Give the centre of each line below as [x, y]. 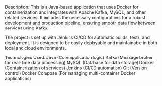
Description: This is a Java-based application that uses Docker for [72, 7]
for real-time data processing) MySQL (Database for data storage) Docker [80, 63]
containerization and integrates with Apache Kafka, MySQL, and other [76, 12]
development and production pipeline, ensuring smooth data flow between [80, 23]
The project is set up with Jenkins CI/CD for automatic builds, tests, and [78, 37]
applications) [18, 78]
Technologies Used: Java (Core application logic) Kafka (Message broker [79, 57]
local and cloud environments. [35, 48]
